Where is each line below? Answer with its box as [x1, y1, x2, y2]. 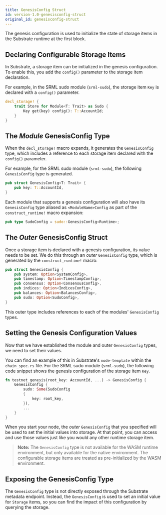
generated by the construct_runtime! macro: [5, 257, 97, 263]
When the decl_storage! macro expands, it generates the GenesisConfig [5, 145, 154, 151]
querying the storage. [5, 504, 50, 510]
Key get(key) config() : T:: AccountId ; [23, 109, 104, 114]
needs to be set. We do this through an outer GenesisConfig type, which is [5, 252, 157, 258]
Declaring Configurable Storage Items [5, 50, 126, 59]
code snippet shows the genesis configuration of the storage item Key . [5, 368, 150, 374]
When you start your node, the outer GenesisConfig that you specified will [5, 424, 156, 430]
